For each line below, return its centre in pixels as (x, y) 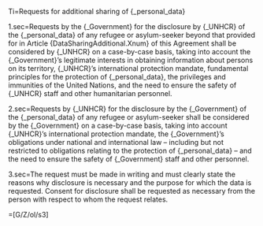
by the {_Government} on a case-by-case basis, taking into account (118, 126)
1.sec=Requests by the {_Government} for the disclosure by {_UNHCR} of (127, 26)
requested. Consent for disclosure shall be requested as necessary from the (132, 191)
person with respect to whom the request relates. (88, 199)
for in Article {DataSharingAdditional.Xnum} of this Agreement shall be (122, 43)
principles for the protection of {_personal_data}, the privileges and (117, 77)
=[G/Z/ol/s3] (28, 215)
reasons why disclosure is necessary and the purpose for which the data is (130, 183)
